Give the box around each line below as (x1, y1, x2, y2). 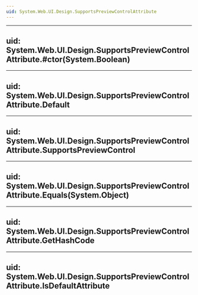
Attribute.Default (6, 100, 70, 110)
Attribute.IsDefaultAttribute (6, 281, 110, 291)
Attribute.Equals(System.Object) (6, 190, 130, 201)
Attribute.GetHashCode (6, 235, 95, 245)
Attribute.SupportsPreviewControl (6, 145, 136, 155)
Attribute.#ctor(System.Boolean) (6, 54, 131, 65)
